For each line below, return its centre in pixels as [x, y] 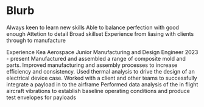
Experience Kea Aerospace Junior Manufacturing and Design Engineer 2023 [102, 52]
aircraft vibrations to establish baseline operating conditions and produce [98, 91]
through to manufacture [36, 40]
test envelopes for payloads [41, 97]
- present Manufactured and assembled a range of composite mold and [96, 58]
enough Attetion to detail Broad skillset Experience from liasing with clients [100, 33]
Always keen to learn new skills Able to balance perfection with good [93, 27]
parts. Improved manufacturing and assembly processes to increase [92, 65]
